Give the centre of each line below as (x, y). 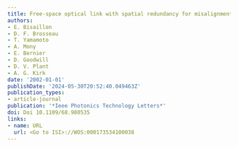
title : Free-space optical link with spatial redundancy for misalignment (120, 14)
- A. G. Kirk (27, 73)
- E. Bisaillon (30, 27)
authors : (20, 20)
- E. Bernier (27, 54)
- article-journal (34, 100)
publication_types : (36, 93)
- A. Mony (22, 47)
